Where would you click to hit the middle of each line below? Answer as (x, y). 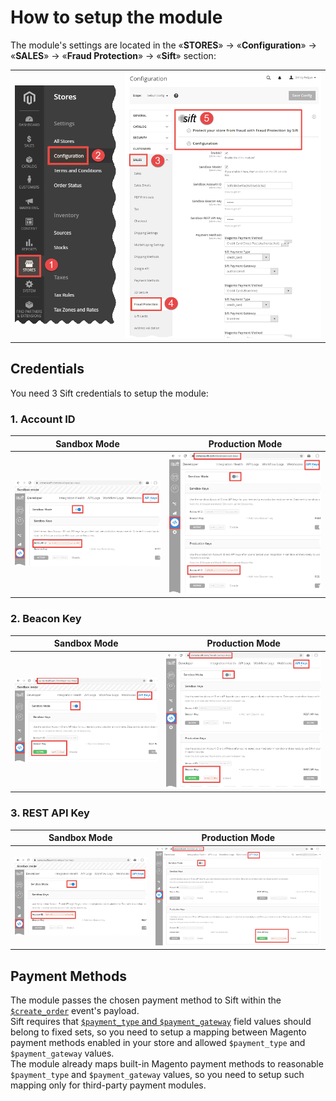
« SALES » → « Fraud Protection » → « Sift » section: (113, 55)
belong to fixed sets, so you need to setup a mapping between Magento (158, 1032)
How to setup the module (116, 17)
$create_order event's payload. (75, 1011)
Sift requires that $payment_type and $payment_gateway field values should (161, 1022)
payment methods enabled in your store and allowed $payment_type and (158, 1043)
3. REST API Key (50, 813)
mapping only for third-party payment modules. (108, 1085)
